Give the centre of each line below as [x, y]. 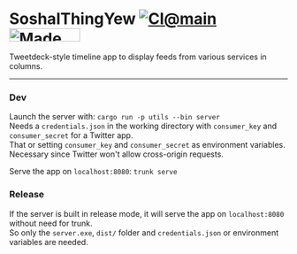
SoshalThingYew [72, 19]
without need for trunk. [51, 223]
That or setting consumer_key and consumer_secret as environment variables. [147, 145]
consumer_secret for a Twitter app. [71, 135]
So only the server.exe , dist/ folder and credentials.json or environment [144, 232]
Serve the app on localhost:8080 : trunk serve [93, 172]
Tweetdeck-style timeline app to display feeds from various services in [138, 57]
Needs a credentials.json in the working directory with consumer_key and [143, 126]
